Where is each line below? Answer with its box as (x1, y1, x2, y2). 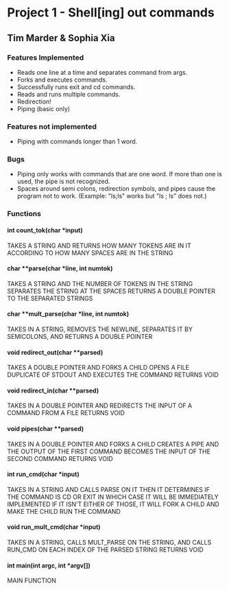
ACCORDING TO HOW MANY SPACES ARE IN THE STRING (7, 248, 173, 257)
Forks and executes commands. (16, 75, 108, 84)
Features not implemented (7, 121, 97, 131)
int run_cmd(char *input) (7, 470, 80, 478)
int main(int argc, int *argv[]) (7, 561, 91, 569)
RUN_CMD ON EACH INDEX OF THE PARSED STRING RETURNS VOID (7, 545, 204, 554)
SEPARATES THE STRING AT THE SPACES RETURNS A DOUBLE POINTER (7, 287, 216, 295)
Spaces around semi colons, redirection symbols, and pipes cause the (16, 185, 216, 193)
